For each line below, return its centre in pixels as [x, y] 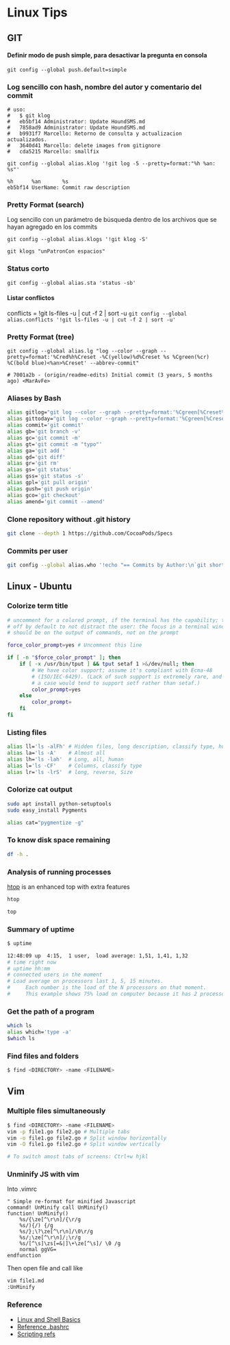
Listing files [27, 732]
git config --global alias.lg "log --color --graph [82, 351]
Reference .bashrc [43, 1327]
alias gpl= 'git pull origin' [49, 483]
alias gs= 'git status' [39, 470]
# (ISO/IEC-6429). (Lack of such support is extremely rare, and [127, 677]
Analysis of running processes [59, 872]
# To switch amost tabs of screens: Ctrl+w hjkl [78, 1157]
